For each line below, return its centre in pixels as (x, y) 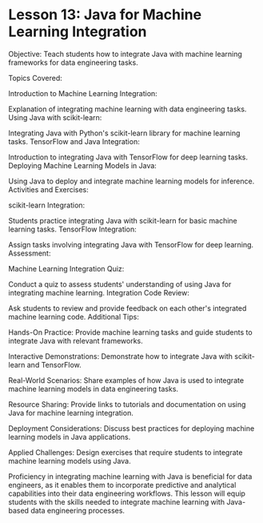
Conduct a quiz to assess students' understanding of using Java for (120, 284)
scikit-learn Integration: (47, 205)
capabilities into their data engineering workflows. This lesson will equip (127, 493)
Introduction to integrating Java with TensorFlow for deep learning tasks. (128, 157)
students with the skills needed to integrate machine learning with (117, 501)
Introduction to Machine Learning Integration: (83, 93)
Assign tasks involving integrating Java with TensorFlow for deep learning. (131, 244)
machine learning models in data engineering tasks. (93, 388)
